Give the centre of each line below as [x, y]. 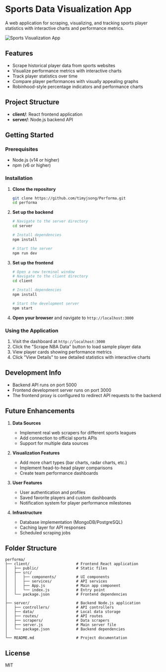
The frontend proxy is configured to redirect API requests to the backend [87, 395]
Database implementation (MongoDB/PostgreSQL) [71, 522]
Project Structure [32, 102]
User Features [27, 483]
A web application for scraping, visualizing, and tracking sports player [76, 23]
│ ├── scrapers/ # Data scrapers [57, 621]
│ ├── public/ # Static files [56, 568]
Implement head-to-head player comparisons [66, 468]
